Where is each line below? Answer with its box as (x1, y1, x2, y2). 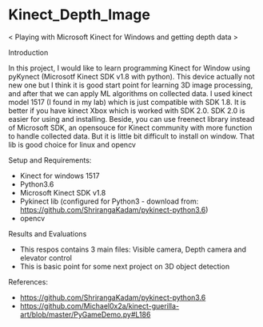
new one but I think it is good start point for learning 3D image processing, (8, 80, 253, 90)
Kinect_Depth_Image (8, 6, 150, 24)
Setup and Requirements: (8, 155, 92, 165)
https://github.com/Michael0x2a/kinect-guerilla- (19, 301, 180, 310)
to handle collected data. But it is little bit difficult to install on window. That (8, 131, 255, 141)
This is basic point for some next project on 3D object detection (19, 261, 230, 271)
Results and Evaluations (8, 228, 87, 238)
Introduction (8, 47, 49, 57)
